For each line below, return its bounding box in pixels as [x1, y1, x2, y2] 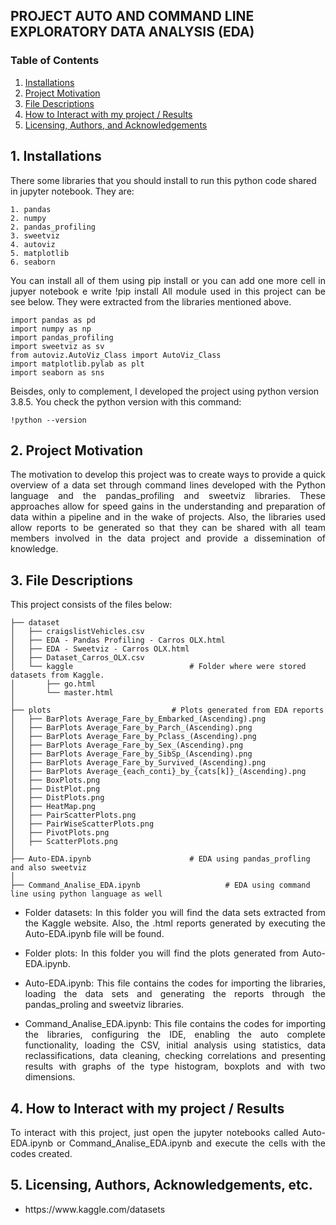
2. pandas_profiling [10, 222, 97, 232]
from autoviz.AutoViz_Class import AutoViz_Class [10, 350, 222, 360]
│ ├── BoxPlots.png [10, 775, 101, 786]
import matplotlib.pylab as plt [10, 359, 145, 369]
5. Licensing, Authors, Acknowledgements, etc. [10, 1177, 313, 1194]
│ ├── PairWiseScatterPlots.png [10, 819, 155, 829]
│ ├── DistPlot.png [10, 784, 101, 794]
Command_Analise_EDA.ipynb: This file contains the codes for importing [24, 1018, 326, 1030]
